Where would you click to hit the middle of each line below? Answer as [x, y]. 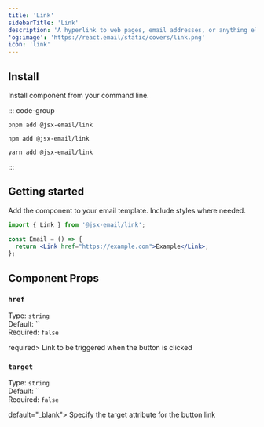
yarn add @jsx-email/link [50, 152]
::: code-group [31, 110]
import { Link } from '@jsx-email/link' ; [77, 224]
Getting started [46, 192]
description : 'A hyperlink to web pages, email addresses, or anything [128, 30]
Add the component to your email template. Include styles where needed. [127, 210]
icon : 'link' [29, 45]
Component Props [54, 278]
